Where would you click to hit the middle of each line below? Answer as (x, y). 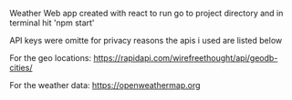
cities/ (21, 68)
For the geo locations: (51, 58)
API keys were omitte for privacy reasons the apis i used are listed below (146, 40)
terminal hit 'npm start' (52, 23)
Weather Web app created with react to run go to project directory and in (146, 13)
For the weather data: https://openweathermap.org (105, 85)
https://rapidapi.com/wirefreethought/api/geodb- (186, 58)
